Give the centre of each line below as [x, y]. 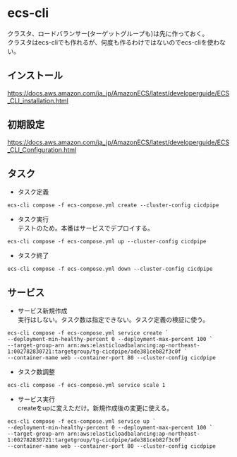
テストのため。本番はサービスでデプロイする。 [85, 228]
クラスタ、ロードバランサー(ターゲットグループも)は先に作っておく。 [108, 33]
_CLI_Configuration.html [42, 149]
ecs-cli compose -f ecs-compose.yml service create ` [88, 333]
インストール [35, 76]
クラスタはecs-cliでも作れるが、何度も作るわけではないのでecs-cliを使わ [114, 42]
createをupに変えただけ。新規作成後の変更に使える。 [95, 408]
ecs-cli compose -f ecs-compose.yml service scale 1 [86, 386]
